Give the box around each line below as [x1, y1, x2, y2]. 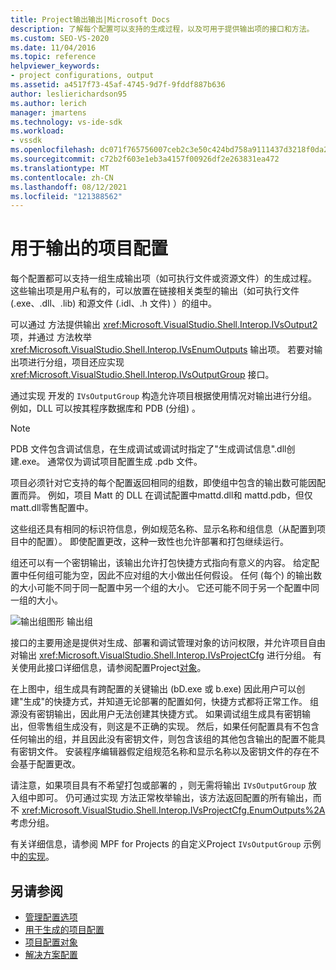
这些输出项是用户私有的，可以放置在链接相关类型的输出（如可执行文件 [10, 285, 300, 297]
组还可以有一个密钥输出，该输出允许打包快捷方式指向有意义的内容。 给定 [10, 557, 311, 569]
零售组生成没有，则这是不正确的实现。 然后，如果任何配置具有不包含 [36, 721, 320, 733]
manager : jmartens [10, 107, 87, 118]
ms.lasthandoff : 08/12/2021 [10, 182, 128, 192]
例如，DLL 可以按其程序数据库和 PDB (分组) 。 [10, 402, 202, 415]
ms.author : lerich [10, 98, 87, 108]
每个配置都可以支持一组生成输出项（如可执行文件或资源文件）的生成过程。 [10, 272, 317, 285]
